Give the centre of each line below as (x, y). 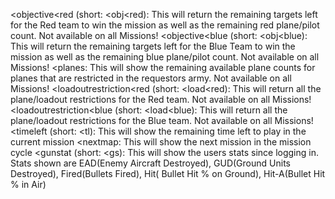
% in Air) (28, 184)
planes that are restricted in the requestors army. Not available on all (151, 78)
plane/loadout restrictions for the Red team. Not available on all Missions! (161, 99)
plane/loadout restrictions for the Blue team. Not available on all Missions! (162, 120)
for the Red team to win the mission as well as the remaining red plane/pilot (165, 25)
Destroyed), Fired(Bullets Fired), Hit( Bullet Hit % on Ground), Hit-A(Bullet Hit (168, 173)
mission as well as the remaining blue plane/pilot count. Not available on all (165, 57)
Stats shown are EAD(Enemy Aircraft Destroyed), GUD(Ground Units (150, 163)
